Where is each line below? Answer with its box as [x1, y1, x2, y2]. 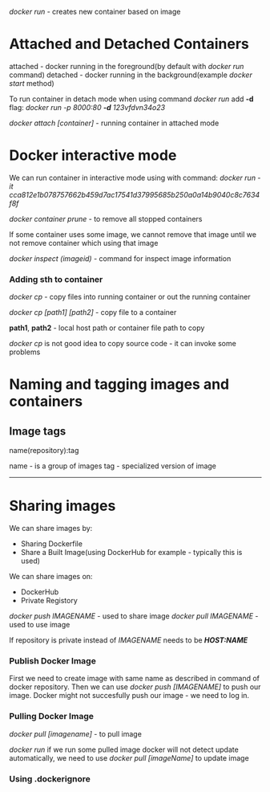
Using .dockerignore [9, 773, 91, 784]
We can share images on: [9, 572, 93, 582]
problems [9, 347, 41, 357]
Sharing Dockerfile [20, 539, 83, 549]
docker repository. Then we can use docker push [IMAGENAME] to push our [9, 682, 261, 692]
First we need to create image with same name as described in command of [9, 674, 260, 684]
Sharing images [9, 497, 116, 515]
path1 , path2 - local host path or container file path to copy [9, 323, 205, 333]
